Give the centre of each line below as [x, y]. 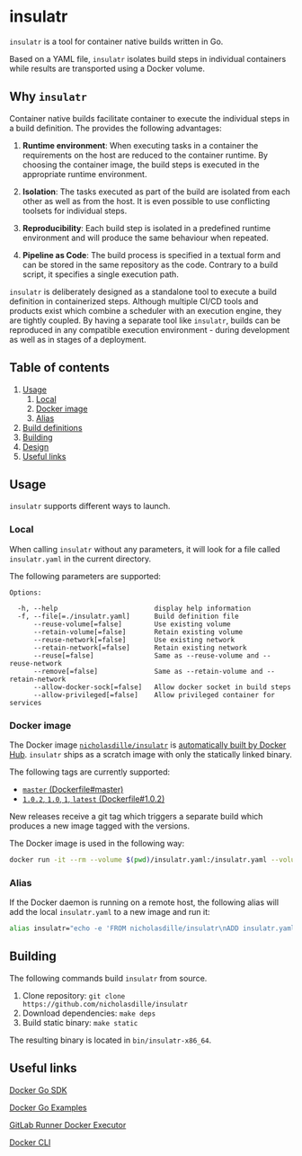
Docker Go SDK [38, 1089]
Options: [26, 592]
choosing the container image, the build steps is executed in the [141, 165]
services [26, 703]
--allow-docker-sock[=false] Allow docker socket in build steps [162, 687]
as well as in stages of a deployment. [78, 339]
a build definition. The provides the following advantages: [115, 128]
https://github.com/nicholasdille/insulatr [105, 1004]
